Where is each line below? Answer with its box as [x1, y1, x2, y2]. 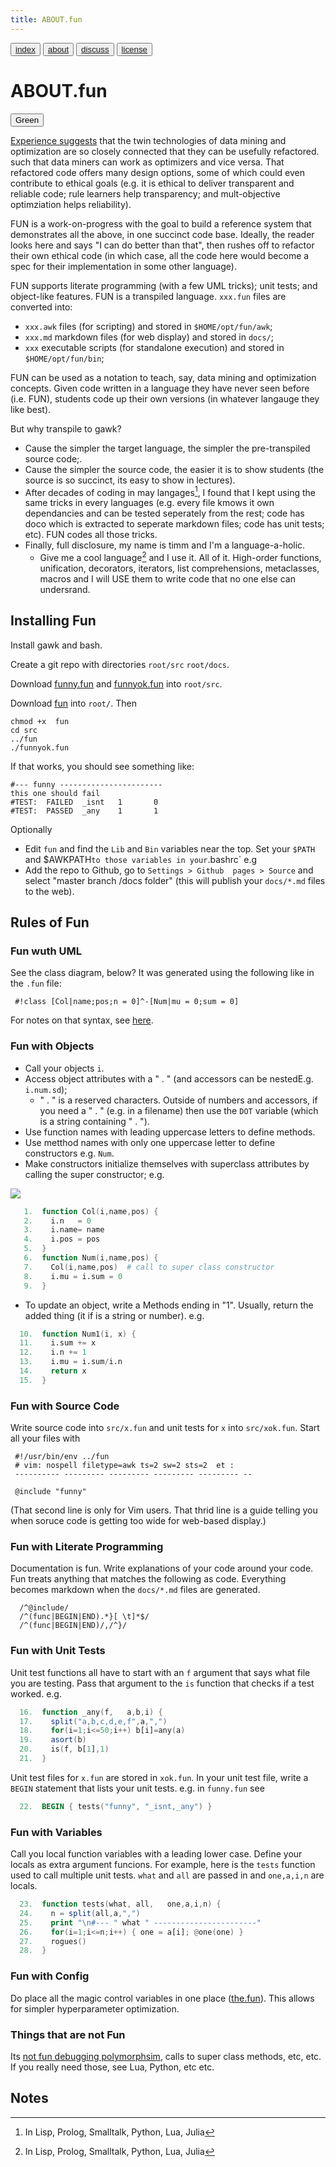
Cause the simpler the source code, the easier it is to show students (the [24, 463, 325, 475]
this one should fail [10, 788, 101, 798]
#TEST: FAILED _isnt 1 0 [10, 797, 159, 807]
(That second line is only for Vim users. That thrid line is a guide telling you [10, 1504, 318, 1516]
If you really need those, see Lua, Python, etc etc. [10, 2061, 215, 2073]
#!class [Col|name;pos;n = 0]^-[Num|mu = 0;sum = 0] [14, 997, 240, 1007]
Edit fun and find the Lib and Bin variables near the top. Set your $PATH [24, 842, 316, 855]
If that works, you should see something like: [10, 760, 195, 772]
